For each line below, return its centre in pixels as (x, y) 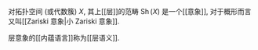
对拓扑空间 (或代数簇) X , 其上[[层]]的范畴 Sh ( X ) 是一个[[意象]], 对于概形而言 (130, 11)
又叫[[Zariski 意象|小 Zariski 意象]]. (64, 21)
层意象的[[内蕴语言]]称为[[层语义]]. (64, 38)
